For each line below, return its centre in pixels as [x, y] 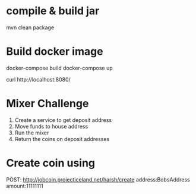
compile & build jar [53, 11]
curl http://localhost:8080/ [39, 79]
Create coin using [51, 163]
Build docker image [55, 51]
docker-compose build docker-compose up [59, 68]
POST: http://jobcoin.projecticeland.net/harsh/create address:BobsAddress [98, 179]
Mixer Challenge [48, 104]
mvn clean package [30, 27]
